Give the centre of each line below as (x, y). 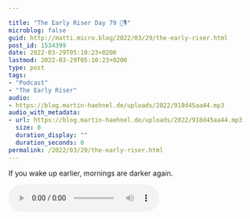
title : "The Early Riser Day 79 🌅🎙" (70, 23)
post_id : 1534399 (37, 45)
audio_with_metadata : (45, 113)
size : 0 (29, 128)
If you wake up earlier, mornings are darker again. (91, 173)
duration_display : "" (52, 135)
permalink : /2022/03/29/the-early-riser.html (86, 150)
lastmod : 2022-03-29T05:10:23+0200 (68, 60)
